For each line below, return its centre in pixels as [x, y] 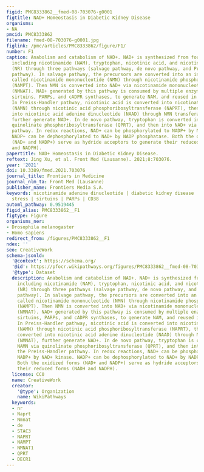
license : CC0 [28, 374]
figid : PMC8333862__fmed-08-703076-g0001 [59, 12]
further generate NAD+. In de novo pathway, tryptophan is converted [101, 119]
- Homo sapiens [25, 233]
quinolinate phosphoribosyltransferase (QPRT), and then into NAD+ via [104, 125]
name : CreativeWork [36, 380]
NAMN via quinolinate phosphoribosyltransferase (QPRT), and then [103, 346]
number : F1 [20, 52]
